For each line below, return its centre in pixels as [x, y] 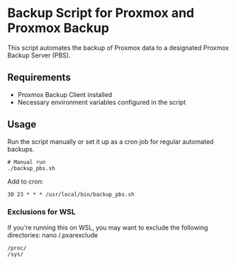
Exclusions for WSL [41, 212]
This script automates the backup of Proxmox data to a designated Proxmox [118, 47]
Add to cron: [26, 181]
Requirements [39, 78]
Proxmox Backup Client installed [64, 94]
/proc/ [17, 248]
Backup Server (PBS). [39, 55]
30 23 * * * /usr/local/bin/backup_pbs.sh [71, 194]
